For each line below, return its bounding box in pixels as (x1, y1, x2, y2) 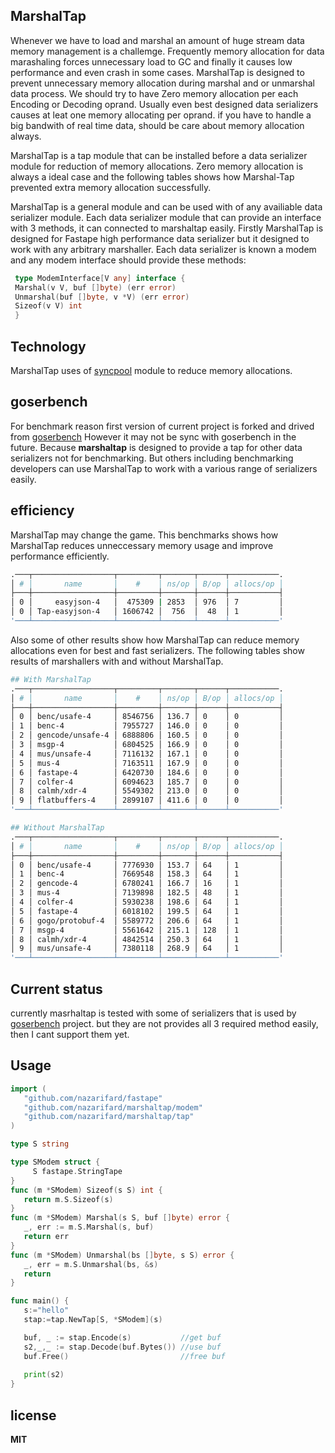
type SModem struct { (10, 1157, 101, 1167)
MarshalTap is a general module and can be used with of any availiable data (10, 200, 323, 213)
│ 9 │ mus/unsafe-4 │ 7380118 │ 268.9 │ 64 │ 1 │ (10, 944, 284, 954)
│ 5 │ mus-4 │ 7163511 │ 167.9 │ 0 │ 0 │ (10, 758, 284, 768)
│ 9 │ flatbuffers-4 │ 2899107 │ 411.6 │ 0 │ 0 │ (10, 795, 284, 806)
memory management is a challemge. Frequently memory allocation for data (10, 45, 325, 57)
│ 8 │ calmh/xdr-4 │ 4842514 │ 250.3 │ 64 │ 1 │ (10, 934, 284, 944)
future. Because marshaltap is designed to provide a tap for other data (10, 441, 303, 453)
